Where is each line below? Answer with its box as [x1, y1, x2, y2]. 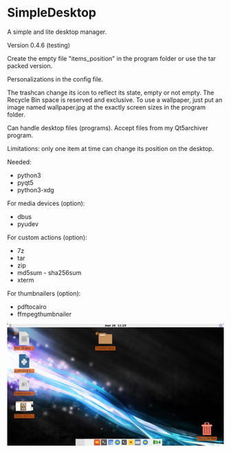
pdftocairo [16, 302, 47, 311]
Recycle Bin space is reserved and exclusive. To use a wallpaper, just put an [7, 95, 223, 104]
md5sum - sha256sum [16, 268, 82, 276]
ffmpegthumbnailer [16, 310, 72, 318]
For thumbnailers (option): [7, 289, 81, 297]
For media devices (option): [7, 199, 85, 208]
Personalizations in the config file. [7, 74, 104, 83]
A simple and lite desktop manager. [7, 28, 107, 36]
